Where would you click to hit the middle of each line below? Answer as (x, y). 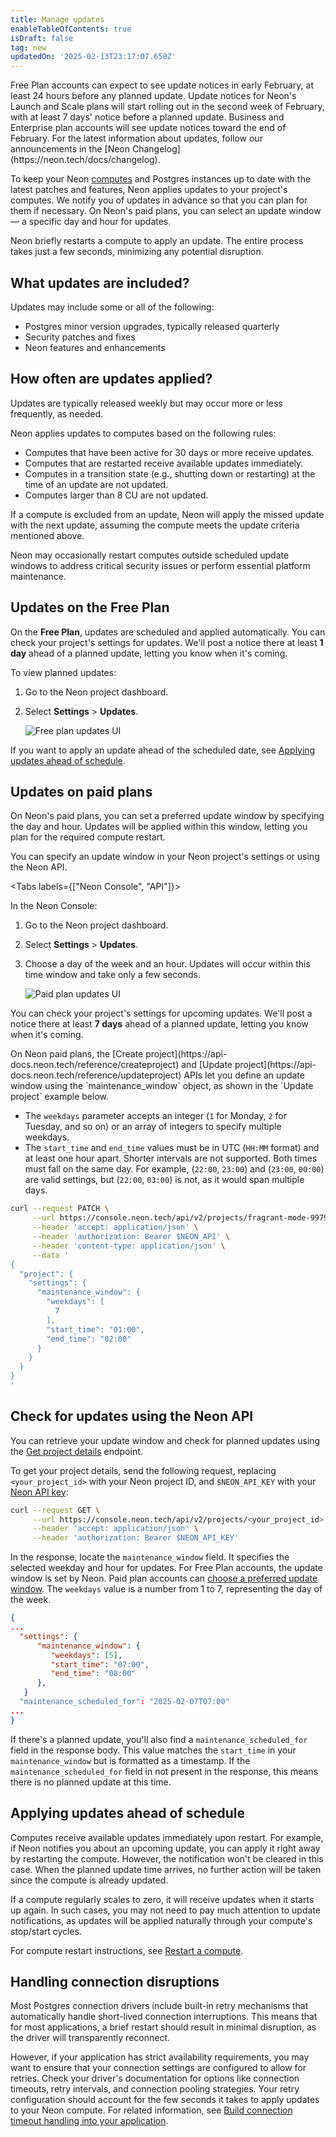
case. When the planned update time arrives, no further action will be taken (166, 1869)
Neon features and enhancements (95, 347)
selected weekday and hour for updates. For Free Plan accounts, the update (166, 1568)
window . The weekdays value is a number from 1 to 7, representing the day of (166, 1589)
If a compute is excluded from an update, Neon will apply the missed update (167, 514)
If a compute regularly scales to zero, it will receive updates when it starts (162, 1899)
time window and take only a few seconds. (112, 975)
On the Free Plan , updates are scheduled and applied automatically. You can (168, 632)
